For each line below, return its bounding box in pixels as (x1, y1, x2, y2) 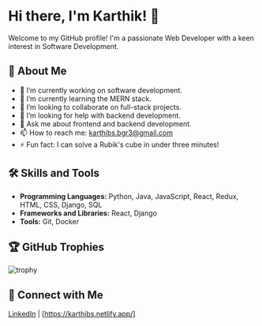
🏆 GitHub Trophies (8, 240, 105, 253)
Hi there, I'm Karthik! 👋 (8, 7, 160, 25)
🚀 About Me (8, 65, 67, 78)
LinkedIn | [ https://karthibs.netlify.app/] (8, 309, 136, 319)
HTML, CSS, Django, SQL (19, 200, 103, 209)
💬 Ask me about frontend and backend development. (19, 118, 192, 129)
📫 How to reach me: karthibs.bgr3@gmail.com (19, 128, 174, 137)
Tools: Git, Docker (19, 216, 80, 226)
